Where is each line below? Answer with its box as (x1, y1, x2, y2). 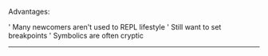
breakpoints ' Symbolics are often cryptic (8, 31, 144, 40)
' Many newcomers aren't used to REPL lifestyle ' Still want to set (8, 22, 222, 31)
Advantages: (8, 7, 50, 16)
